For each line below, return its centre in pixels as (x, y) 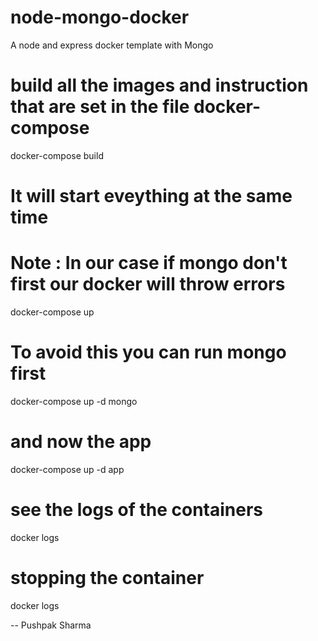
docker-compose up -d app (67, 469)
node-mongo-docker (100, 17)
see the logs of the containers (137, 510)
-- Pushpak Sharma (51, 625)
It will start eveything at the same (151, 196)
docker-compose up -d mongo (74, 401)
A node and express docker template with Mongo (112, 45)
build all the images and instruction (159, 85)
